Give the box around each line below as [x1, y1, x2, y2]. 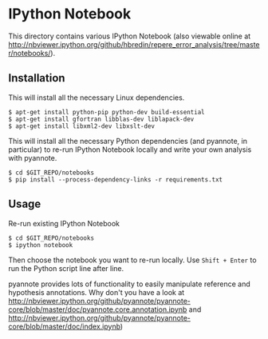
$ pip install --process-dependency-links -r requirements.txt [8, 175, 223, 184]
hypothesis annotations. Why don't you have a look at [8, 287, 185, 297]
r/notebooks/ [8, 48, 51, 58]
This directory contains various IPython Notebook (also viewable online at [8, 31, 251, 41]
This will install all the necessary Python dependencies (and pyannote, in [8, 136, 247, 146]
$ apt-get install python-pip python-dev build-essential [8, 108, 205, 116]
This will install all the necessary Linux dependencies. [8, 93, 185, 102]
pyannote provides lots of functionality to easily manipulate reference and [8, 279, 251, 289]
